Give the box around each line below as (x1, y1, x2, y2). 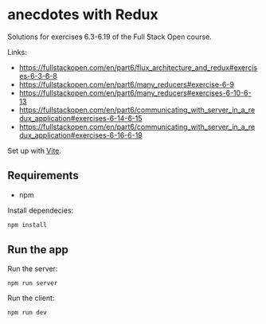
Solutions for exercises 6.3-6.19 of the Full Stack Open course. (7, 32, 212, 41)
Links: (7, 47, 27, 57)
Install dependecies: (7, 205, 74, 215)
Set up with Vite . (7, 146, 61, 155)
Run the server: (7, 264, 58, 274)
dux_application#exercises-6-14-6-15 (18, 113, 143, 123)
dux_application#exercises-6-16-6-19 (18, 130, 143, 140)
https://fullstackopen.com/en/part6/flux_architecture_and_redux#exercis (18, 62, 258, 72)
